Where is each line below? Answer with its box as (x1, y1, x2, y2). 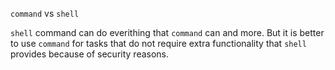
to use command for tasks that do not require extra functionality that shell (10, 38, 307, 49)
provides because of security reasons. (10, 48, 170, 60)
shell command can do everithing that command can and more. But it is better (10, 27, 325, 38)
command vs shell (10, 8, 80, 19)
